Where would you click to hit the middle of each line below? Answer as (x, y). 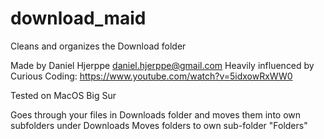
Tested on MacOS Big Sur (63, 95)
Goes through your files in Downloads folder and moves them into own (156, 114)
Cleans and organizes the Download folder (98, 46)
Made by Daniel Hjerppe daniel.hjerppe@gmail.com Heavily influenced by (162, 65)
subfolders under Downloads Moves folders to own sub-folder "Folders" (159, 125)
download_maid (78, 18)
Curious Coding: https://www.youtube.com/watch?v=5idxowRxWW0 (151, 76)
